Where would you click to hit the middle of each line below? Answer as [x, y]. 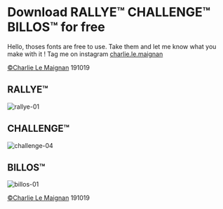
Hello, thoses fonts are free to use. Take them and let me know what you [112, 46]
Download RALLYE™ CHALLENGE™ [109, 12]
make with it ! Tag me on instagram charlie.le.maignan [85, 54]
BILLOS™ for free [56, 27]
